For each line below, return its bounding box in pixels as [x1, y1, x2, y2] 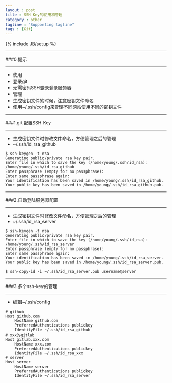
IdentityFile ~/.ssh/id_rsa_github [14, 327, 91, 333]
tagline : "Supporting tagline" [5, 22, 74, 27]
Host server [5, 360, 31, 365]
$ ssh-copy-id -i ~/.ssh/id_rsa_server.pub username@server [5, 269, 137, 274]
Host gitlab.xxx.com [5, 337, 50, 342]
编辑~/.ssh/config [12, 299, 50, 305]
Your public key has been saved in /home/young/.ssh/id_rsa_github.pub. [5, 183, 164, 188]
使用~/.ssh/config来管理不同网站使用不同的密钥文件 [12, 104, 122, 110]
